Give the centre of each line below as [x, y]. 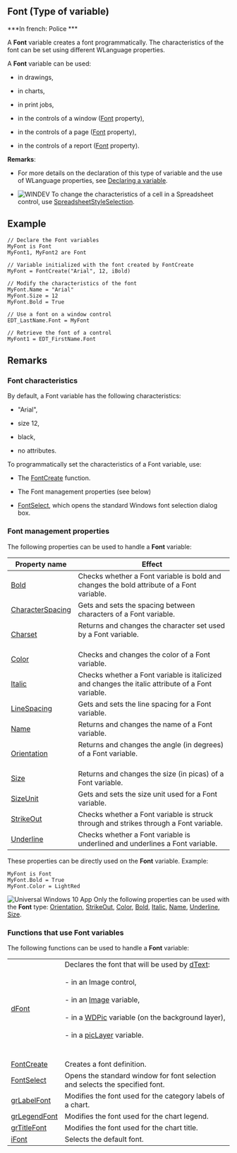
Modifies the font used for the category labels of [145, 1096]
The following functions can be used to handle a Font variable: [98, 948]
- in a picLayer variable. [104, 1035]
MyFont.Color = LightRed [44, 886]
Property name [41, 564]
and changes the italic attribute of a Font [145, 683]
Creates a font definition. [105, 1064]
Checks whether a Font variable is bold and [150, 576]
